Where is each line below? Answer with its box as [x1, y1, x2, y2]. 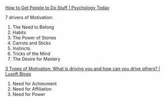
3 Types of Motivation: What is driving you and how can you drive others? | [5, 65, 160, 71]
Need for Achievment [12, 80, 57, 86]
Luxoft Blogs [5, 71, 32, 77]
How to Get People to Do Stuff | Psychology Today [5, 5, 109, 10]
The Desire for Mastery [12, 56, 61, 62]
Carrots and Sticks [12, 40, 51, 46]
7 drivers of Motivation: [5, 14, 54, 20]
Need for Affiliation [12, 86, 52, 92]
